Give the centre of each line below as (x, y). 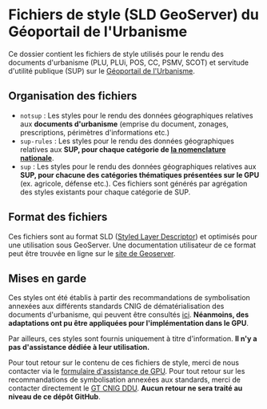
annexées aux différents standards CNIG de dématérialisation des (116, 307)
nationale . (37, 158)
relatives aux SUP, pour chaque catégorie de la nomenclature (123, 149)
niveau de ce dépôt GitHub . (55, 397)
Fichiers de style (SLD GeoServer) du (134, 15)
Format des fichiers (58, 217)
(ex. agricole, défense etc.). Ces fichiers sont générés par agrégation (133, 183)
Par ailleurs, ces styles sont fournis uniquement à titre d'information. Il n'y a (133, 339)
